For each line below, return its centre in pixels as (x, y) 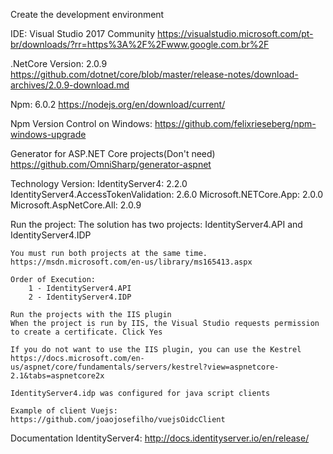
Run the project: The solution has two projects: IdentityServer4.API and (156, 224)
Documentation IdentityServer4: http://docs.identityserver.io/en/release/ (160, 438)
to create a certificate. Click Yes (86, 332)
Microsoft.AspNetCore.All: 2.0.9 (76, 205)
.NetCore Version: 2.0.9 (59, 63)
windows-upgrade (48, 134)
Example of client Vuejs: (64, 411)
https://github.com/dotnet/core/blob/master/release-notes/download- (154, 74)
